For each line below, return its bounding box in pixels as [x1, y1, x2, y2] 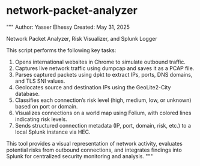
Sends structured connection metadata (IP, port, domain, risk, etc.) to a [14, 122, 191, 129]
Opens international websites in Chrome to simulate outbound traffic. [14, 58, 186, 65]
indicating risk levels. [14, 115, 67, 123]
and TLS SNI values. [14, 77, 65, 84]
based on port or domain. [14, 102, 78, 110]
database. [14, 90, 40, 97]
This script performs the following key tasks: [6, 46, 117, 54]
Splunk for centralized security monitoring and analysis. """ [6, 152, 153, 159]
